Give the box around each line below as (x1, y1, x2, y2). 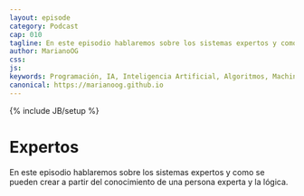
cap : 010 (9, 30, 43, 39)
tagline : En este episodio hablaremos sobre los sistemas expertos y (9, 38, 278, 48)
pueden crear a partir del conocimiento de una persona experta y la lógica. (9, 176, 289, 187)
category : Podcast (9, 22, 79, 31)
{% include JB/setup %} (9, 105, 100, 116)
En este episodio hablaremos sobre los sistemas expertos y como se (9, 166, 265, 177)
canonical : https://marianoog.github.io (9, 80, 165, 89)
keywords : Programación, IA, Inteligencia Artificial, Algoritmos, (9, 72, 270, 81)
